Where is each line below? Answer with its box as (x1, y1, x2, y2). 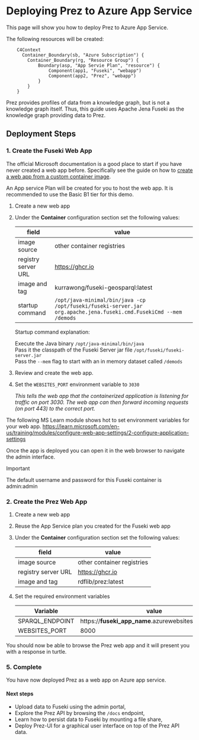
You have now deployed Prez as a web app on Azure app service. (6, 676, 166, 683)
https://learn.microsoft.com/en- (42, 422, 120, 429)
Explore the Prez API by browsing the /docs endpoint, (14, 710, 145, 717)
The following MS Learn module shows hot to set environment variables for (6, 416, 190, 424)
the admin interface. (6, 453, 56, 460)
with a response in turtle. (6, 648, 67, 655)
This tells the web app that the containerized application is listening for (14, 392, 189, 399)
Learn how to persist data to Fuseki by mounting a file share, (14, 716, 163, 723)
